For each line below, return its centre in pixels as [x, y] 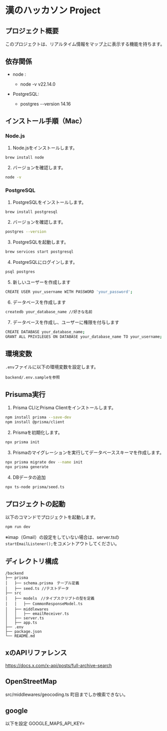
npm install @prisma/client [35, 422]
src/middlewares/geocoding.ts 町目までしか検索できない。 [67, 694]
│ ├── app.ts [21, 622]
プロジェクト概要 [32, 31]
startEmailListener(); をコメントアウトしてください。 [62, 544]
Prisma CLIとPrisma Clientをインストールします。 [64, 408]
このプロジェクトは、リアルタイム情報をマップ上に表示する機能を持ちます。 [85, 44]
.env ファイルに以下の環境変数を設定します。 [52, 367]
